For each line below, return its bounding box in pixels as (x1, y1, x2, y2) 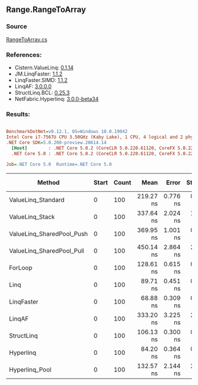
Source (6, 22, 28, 31)
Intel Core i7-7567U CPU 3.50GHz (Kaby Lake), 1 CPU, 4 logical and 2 (6, 134, 183, 141)
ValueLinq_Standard (9, 195, 65, 204)
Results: (6, 110, 31, 118)
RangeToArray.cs (6, 35, 48, 43)
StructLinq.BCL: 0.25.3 (14, 89, 70, 96)
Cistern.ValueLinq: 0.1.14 (14, 64, 74, 71)
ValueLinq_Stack (9, 213, 55, 221)
